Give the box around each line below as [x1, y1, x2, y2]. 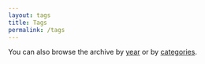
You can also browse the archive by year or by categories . [8, 48, 197, 57]
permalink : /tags [8, 26, 65, 34]
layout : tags [8, 11, 51, 20]
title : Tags [8, 19, 47, 27]
